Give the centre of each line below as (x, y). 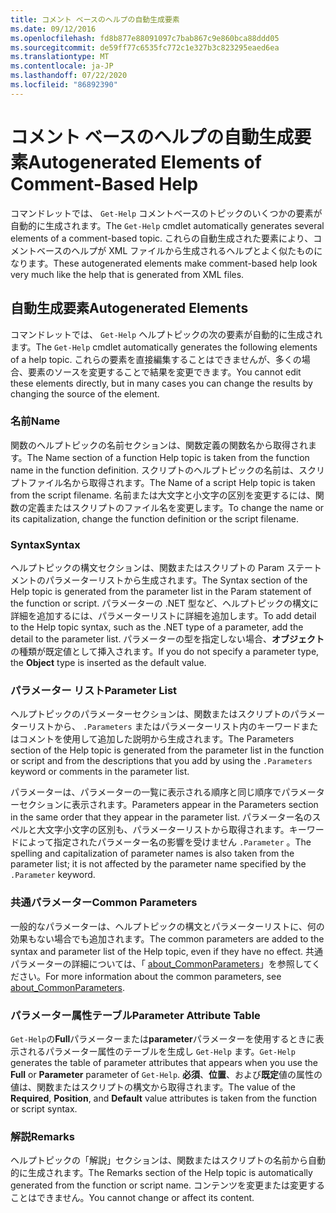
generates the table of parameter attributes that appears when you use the (164, 1062)
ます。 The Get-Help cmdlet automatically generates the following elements (164, 347)
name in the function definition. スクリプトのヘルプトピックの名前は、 (154, 470)
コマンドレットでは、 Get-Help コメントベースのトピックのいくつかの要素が (166, 213)
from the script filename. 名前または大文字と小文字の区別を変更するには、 (163, 495)
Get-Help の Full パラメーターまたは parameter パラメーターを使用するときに (163, 1038)
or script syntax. (44, 1108)
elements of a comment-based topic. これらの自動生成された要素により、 (162, 238)
